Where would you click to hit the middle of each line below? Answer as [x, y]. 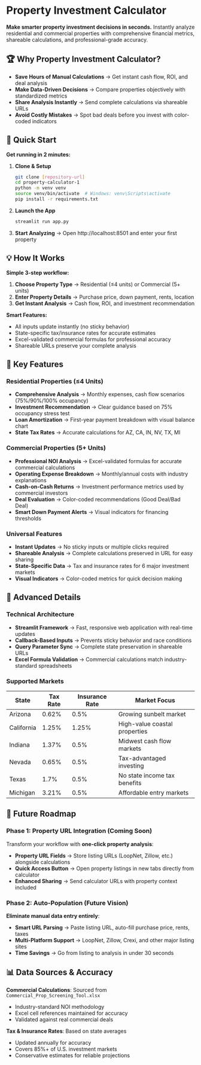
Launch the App [35, 211]
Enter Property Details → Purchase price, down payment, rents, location [104, 297]
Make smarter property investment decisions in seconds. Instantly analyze [100, 27]
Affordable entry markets [154, 792]
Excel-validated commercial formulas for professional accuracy [93, 339]
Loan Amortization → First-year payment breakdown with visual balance [105, 420]
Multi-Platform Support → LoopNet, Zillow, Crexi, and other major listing [104, 940]
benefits [130, 783]
